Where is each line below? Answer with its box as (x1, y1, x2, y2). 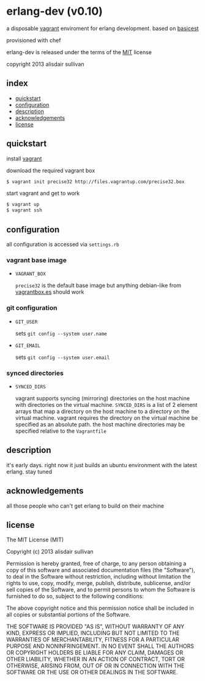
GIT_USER (15, 318, 38, 325)
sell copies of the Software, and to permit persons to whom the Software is (6, 586, 196, 594)
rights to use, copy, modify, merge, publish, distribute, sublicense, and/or (6, 580, 191, 587)
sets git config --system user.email (15, 353, 110, 361)
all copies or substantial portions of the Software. (6, 611, 130, 618)
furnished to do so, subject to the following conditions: (6, 592, 144, 600)
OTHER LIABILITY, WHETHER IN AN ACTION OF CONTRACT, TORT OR (6, 656, 185, 663)
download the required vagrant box (6, 167, 95, 174)
